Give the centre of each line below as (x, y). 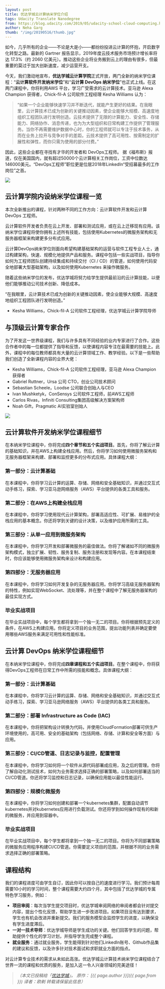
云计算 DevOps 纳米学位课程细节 (55, 651)
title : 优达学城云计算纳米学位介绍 (37, 14)
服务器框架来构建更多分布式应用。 (40, 238)
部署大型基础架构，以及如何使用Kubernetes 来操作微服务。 (73, 267)
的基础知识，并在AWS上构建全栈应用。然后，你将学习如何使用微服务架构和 (81, 451)
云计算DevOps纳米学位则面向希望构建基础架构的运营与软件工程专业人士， (80, 248)
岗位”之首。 (17, 170)
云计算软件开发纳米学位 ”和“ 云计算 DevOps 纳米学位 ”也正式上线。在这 (86, 82)
